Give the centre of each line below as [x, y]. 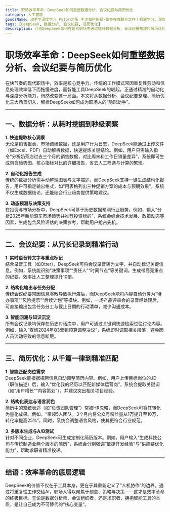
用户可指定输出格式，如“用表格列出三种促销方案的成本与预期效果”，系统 [89, 186]
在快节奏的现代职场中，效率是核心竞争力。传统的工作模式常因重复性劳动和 [83, 83]
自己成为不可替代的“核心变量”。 [56, 504]
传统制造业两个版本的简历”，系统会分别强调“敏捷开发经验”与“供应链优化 [89, 444]
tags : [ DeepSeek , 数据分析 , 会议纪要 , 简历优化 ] [53, 24]
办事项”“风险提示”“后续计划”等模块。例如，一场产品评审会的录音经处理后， [83, 300]
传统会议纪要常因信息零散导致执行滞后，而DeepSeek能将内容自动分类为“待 [83, 294]
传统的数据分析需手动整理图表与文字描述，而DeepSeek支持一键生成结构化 [82, 180]
